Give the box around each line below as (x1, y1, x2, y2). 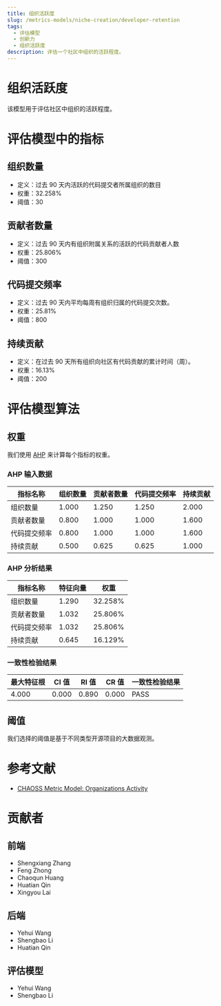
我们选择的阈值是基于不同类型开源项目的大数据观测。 (7, 734, 158, 742)
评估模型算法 (7, 402, 81, 417)
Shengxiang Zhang (17, 858, 71, 867)
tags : (7, 23, 23, 30)
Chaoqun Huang (17, 874, 64, 882)
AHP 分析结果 (7, 564, 53, 573)
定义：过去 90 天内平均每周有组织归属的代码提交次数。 (17, 298, 173, 307)
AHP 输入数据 (7, 470, 53, 480)
